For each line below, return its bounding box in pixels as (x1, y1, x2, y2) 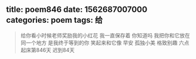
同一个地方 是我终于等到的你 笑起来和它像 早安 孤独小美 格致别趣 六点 (20, 39, 190, 46)
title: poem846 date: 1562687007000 (6, 5, 148, 15)
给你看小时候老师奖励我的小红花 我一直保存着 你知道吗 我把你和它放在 (20, 32, 190, 39)
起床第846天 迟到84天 (20, 46, 75, 53)
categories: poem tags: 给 (6, 15, 103, 25)
